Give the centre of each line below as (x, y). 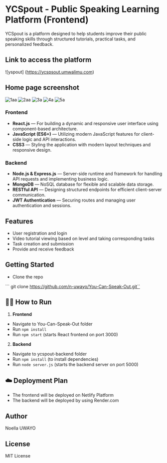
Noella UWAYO (20, 428)
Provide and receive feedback (43, 249)
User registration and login (40, 233)
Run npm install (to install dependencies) (55, 359)
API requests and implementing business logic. (60, 179)
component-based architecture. (45, 129)
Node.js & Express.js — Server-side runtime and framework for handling (87, 174)
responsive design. (32, 150)
